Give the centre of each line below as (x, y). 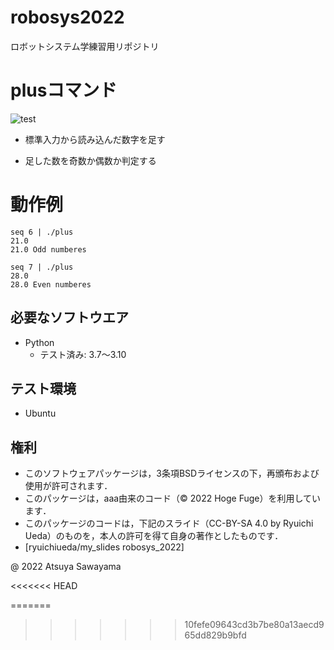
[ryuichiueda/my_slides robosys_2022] (104, 547)
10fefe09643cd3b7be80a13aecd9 (254, 625)
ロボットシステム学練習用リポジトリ (85, 46)
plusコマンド (64, 90)
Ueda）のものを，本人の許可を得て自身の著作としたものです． (154, 536)
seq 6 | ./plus (42, 232)
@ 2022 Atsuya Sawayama (66, 567)
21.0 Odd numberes (48, 249)
